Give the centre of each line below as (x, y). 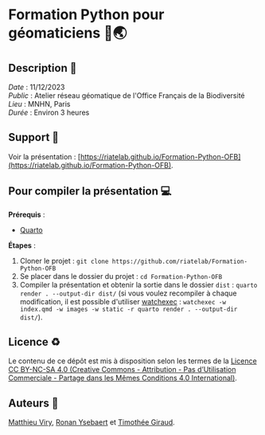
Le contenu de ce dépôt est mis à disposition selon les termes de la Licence (132, 361)
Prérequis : (27, 214)
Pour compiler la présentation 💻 (90, 192)
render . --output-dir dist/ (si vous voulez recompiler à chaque (128, 293)
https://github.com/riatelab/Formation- (180, 261)
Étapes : (22, 245)
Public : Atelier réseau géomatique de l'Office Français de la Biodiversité (127, 96)
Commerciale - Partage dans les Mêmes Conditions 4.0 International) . (123, 378)
